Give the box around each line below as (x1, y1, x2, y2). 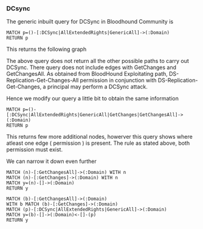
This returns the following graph (6, 45, 87, 53)
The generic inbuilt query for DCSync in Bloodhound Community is (6, 18, 174, 25)
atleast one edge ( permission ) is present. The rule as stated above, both (6, 139, 190, 147)
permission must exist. (6, 146, 63, 153)
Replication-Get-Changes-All (6, 77, 79, 84)
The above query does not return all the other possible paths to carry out (6, 58, 190, 65)
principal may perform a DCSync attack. (47, 83, 148, 90)
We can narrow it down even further (6, 158, 97, 165)
